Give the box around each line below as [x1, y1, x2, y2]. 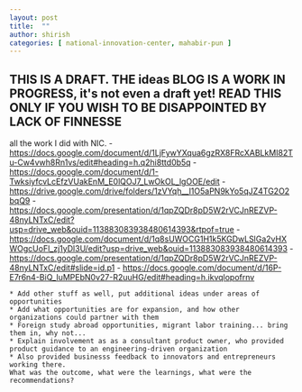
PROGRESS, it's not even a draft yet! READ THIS [9, 86, 282, 101]
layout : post [9, 13, 59, 23]
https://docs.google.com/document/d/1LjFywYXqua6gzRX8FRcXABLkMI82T [9, 148, 294, 159]
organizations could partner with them [9, 313, 160, 323]
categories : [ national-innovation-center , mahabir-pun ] [9, 38, 232, 48]
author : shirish [9, 30, 70, 39]
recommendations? [9, 376, 75, 386]
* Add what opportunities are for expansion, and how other [9, 305, 241, 315]
